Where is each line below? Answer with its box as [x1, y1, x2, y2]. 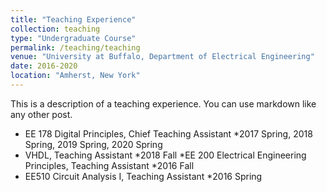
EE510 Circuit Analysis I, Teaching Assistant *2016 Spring [24, 170, 263, 182]
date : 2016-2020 [10, 61, 78, 71]
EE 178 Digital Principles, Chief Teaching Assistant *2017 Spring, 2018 [24, 127, 313, 140]
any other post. [10, 108, 73, 120]
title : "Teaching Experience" [10, 14, 137, 25]
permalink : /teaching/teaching [10, 42, 141, 53]
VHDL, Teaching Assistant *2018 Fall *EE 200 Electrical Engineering [24, 149, 307, 161]
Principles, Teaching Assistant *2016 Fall [24, 159, 195, 171]
